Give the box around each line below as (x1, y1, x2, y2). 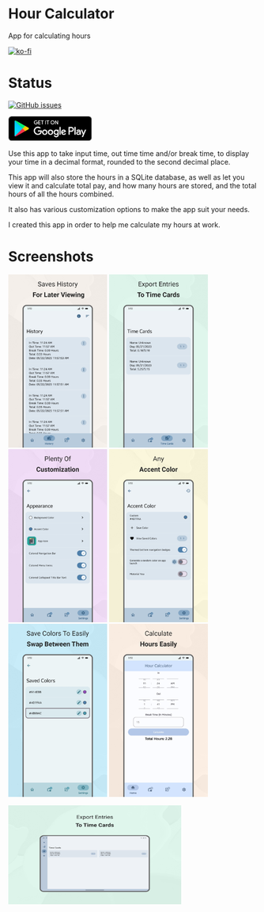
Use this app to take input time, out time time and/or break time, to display (8, 148, 250, 158)
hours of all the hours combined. (8, 189, 115, 199)
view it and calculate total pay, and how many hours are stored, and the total (8, 180, 257, 190)
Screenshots (8, 248, 94, 266)
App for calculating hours (8, 31, 91, 40)
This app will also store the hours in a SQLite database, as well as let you (8, 172, 245, 182)
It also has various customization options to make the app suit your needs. (8, 204, 251, 214)
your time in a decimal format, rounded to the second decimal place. (8, 157, 231, 166)
